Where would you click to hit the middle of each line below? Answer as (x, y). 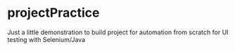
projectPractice (53, 13)
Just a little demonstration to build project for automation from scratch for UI (118, 32)
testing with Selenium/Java (46, 39)
